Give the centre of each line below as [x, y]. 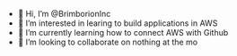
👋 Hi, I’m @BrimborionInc [64, 14]
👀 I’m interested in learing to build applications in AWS [118, 23]
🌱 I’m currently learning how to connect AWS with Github [123, 32]
